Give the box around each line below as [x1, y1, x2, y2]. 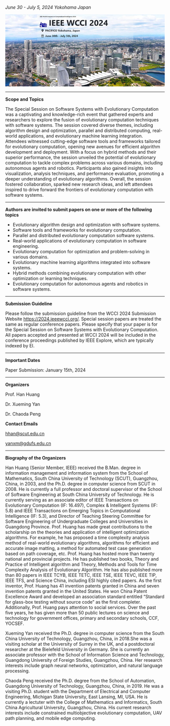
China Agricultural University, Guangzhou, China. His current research [5, 705, 152, 711]
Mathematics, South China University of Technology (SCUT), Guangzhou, [5, 475, 158, 482]
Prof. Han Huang [5, 391, 40, 397]
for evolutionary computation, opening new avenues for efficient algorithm [5, 144, 160, 150]
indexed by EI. [5, 343, 35, 349]
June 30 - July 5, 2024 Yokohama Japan [5, 5, 91, 10]
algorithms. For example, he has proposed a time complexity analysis [5, 534, 150, 540]
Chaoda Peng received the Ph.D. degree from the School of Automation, [5, 677, 156, 684]
